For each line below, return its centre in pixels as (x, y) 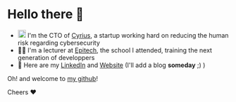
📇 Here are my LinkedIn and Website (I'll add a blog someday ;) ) (111, 65)
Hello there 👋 (46, 14)
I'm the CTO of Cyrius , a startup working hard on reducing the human (128, 35)
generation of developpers (56, 57)
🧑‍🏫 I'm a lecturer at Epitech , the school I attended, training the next (115, 50)
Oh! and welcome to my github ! (53, 78)
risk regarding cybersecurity (59, 43)
